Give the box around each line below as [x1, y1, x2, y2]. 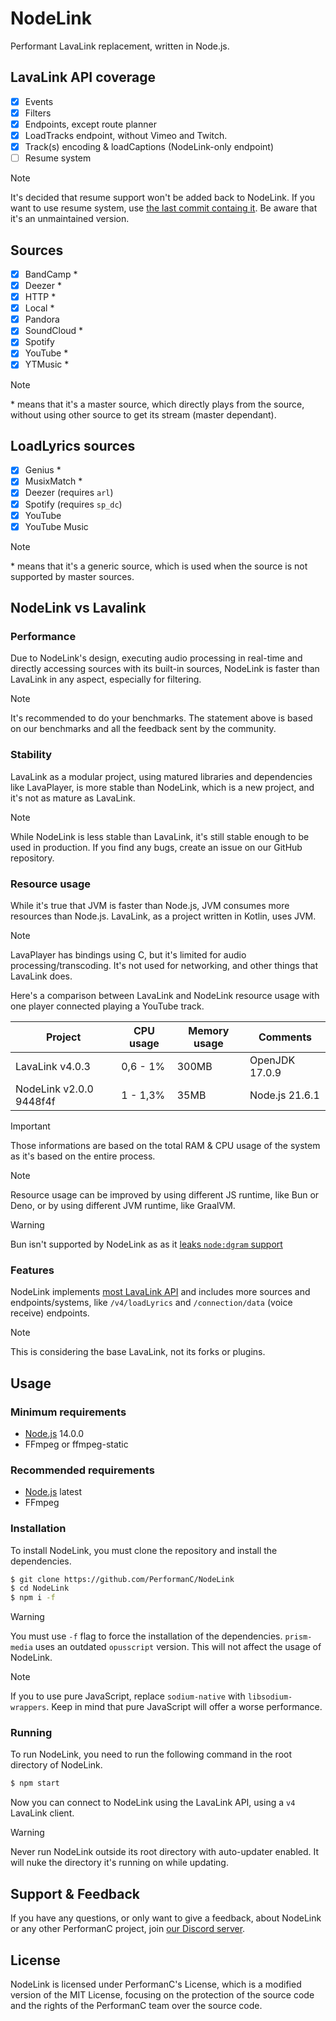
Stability [10, 748, 53, 762]
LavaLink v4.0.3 [15, 1059, 91, 1073]
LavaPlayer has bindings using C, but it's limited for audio [10, 948, 247, 961]
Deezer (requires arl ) [24, 487, 114, 499]
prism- [284, 1632, 313, 1642]
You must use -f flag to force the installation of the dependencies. [10, 1630, 283, 1642]
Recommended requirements [10, 1463, 155, 1477]
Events [24, 95, 54, 107]
